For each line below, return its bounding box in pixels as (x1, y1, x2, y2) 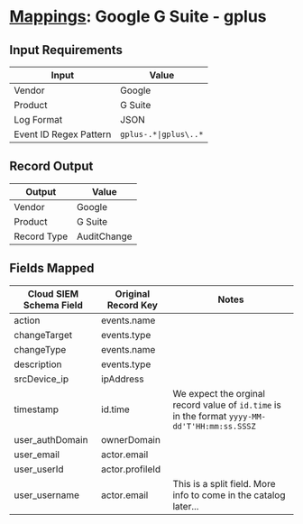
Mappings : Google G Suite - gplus (9, 6, 268, 27)
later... (172, 500, 199, 512)
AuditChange (76, 230, 133, 243)
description (14, 358, 62, 371)
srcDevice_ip (14, 372, 69, 385)
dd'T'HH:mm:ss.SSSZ (172, 421, 256, 431)
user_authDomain (14, 433, 88, 446)
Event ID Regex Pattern (14, 128, 112, 141)
